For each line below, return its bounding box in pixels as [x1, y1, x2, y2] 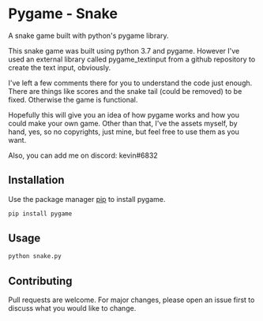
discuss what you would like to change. [8, 304, 137, 313]
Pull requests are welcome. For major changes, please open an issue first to [8, 295, 255, 304]
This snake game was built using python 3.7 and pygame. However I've [8, 46, 240, 55]
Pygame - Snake [8, 5, 118, 23]
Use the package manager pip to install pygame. [8, 194, 166, 203]
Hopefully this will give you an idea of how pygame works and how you [8, 110, 239, 119]
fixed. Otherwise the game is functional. [8, 95, 138, 104]
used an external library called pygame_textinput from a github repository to [8, 54, 256, 64]
